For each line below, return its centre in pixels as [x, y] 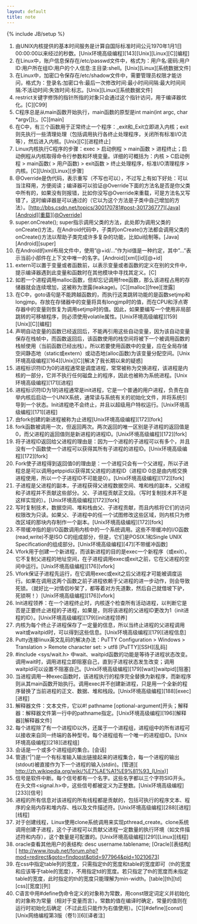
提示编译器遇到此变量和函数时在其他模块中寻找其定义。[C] [86, 272]
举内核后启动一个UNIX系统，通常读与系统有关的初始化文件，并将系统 [98, 397]
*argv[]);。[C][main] [40, 119]
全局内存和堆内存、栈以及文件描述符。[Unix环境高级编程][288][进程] [108, 807]
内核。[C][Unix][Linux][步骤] [50, 170]
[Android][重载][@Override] [49, 214]
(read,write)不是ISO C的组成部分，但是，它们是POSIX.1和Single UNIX [98, 537]
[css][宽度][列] [33, 886]
